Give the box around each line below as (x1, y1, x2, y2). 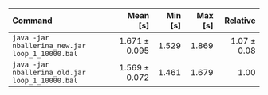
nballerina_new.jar (12, 41, 86, 50)
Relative (224, 15, 256, 26)
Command (12, 15, 53, 26)
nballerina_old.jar (12, 68, 86, 77)
